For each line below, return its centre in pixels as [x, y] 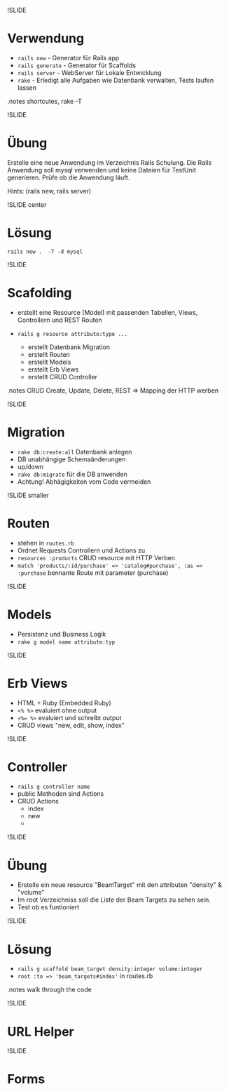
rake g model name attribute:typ [66, 642]
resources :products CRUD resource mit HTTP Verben [96, 557]
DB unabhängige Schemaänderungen [71, 459]
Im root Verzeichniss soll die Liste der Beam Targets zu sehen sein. [114, 900]
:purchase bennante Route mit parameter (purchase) [93, 572]
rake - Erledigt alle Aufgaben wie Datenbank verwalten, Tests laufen [116, 80]
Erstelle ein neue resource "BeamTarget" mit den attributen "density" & [120, 885]
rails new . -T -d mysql [45, 252]
